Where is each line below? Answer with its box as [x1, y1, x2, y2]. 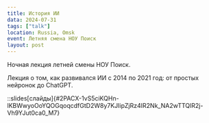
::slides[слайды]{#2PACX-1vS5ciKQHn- [7, 94, 119, 102]
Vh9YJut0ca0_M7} [7, 109, 60, 117]
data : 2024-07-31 [7, 16, 57, 23]
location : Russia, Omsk [7, 29, 75, 36]
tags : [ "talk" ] [7, 23, 51, 29]
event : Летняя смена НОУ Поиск [7, 36, 97, 42]
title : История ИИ [7, 10, 60, 17]
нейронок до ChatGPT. [7, 81, 73, 89]
